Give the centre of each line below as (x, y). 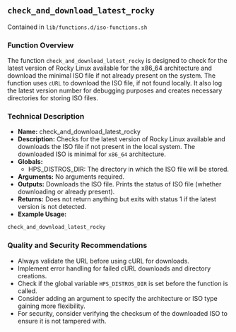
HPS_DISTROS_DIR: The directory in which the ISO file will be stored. (129, 170)
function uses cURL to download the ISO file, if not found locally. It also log (115, 83)
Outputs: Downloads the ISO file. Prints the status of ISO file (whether (119, 184)
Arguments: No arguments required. (71, 177)
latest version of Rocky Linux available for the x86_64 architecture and (110, 68)
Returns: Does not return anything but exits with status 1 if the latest (117, 199)
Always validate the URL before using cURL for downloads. (103, 261)
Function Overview (41, 45)
